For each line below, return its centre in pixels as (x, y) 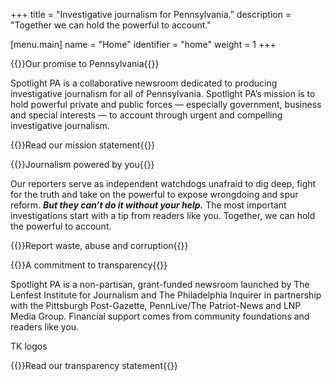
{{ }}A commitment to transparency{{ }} (89, 265)
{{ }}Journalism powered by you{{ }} (82, 164)
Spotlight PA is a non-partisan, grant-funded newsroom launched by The (160, 284)
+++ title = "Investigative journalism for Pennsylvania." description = (151, 14)
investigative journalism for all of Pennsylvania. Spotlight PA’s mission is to (163, 93)
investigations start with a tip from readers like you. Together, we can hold (163, 215)
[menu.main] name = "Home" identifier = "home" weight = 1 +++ (143, 44)
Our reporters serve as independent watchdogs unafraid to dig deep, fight (163, 183)
